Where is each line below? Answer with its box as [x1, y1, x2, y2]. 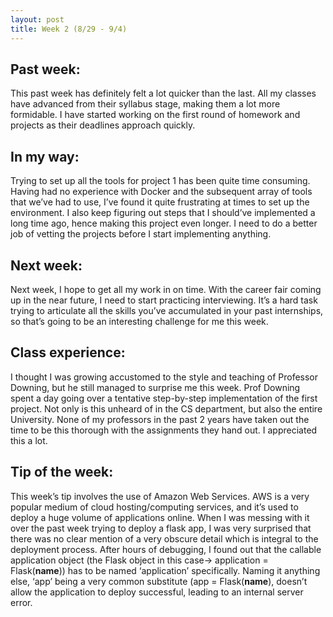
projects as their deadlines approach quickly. [10, 119, 196, 131]
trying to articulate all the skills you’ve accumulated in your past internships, [10, 304, 324, 316]
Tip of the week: [10, 464, 114, 481]
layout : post [10, 14, 65, 25]
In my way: [10, 148, 80, 165]
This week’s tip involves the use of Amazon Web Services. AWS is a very [10, 490, 310, 502]
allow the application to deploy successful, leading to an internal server [10, 586, 304, 598]
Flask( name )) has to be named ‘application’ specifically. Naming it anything [10, 564, 321, 576]
